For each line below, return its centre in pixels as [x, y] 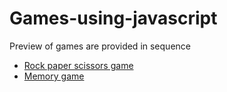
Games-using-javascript [113, 18]
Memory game [54, 76]
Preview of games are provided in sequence [100, 46]
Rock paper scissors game [78, 65]
